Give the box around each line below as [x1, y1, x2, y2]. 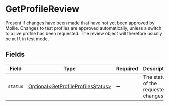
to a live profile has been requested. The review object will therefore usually [5, 30, 162, 36]
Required [116, 65, 138, 72]
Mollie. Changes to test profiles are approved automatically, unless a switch [5, 25, 162, 31]
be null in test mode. [5, 36, 49, 42]
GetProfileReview [5, 3, 79, 15]
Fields [5, 50, 25, 59]
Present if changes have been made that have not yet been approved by [5, 20, 155, 26]
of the [143, 80, 157, 87]
